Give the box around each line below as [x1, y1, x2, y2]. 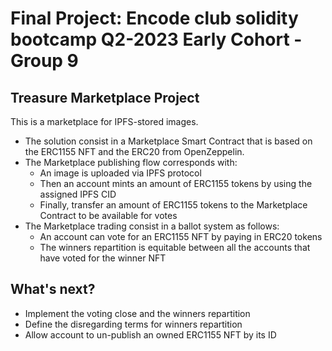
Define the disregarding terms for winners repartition [24, 318, 243, 330]
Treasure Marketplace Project [10, 89, 200, 106]
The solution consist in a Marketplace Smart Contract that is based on [24, 135, 313, 147]
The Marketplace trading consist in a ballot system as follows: [24, 220, 280, 232]
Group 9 [10, 50, 79, 72]
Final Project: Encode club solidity [10, 7, 299, 30]
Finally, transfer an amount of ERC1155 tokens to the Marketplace [39, 199, 308, 211]
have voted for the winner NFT [39, 252, 167, 264]
